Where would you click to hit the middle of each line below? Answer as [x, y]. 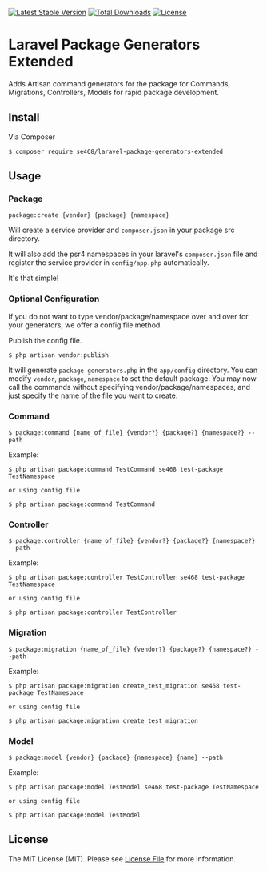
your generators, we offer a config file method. [85, 325]
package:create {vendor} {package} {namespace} [89, 215]
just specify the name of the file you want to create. [93, 395]
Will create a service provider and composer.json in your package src [122, 230]
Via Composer [32, 137]
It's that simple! [34, 278]
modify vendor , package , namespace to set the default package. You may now [133, 378]
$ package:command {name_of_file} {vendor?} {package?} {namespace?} [127, 433]
